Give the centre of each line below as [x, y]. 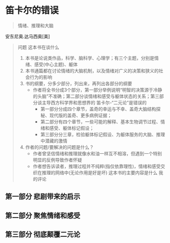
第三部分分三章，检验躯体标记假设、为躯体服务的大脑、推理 [103, 134]
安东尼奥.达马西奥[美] [28, 36]
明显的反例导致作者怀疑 [57, 160]
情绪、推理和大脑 [36, 25]
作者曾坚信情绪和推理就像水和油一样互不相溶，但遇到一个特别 [97, 153]
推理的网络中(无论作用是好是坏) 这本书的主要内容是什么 [100, 172]
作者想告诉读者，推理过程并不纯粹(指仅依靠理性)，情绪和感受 [97, 166]
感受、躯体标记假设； [72, 128]
